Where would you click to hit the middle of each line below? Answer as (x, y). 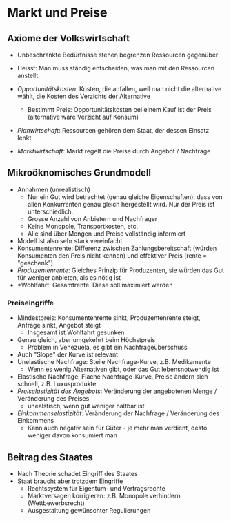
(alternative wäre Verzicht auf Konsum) (83, 117)
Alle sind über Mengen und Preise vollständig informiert (107, 234)
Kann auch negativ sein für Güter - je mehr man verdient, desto (117, 428)
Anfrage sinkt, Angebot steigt (59, 325)
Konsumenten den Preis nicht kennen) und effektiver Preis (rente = (112, 255)
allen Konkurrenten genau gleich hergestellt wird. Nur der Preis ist (121, 204)
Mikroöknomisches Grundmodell (79, 173)
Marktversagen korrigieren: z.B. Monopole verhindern (104, 495)
